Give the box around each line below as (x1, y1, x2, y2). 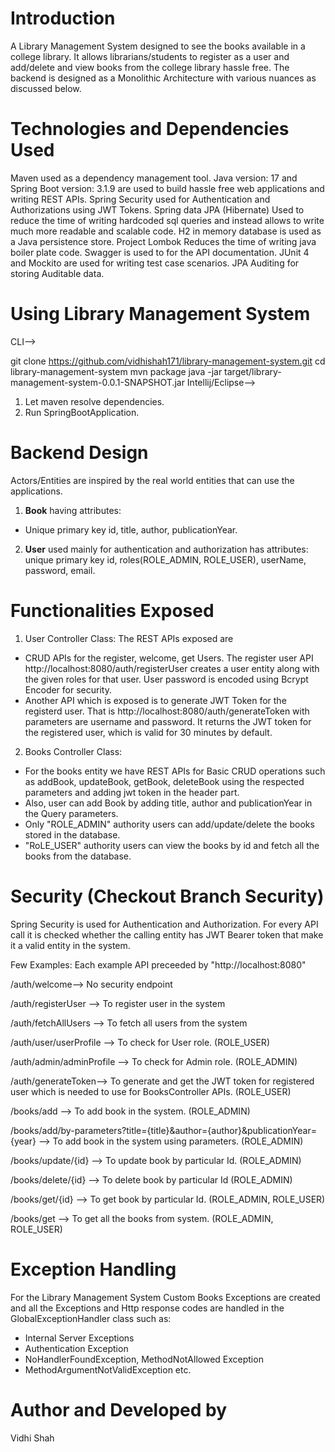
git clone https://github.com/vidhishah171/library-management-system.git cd (10, 355, 326, 367)
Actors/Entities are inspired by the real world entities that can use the (10, 474, 295, 486)
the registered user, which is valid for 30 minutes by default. (24, 726, 273, 738)
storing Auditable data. (10, 267, 105, 279)
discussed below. (10, 82, 82, 94)
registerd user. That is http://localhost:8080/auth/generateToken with (24, 705, 310, 717)
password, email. (24, 564, 96, 576)
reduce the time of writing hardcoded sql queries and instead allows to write (10, 214, 325, 226)
